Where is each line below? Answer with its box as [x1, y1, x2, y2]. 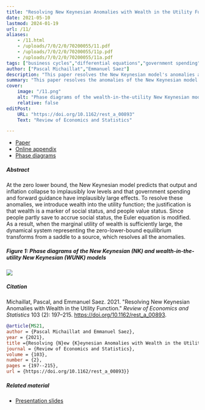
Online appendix [15, 145, 57, 153]
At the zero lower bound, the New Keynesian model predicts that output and [6, 181, 197, 189]
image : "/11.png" [17, 89, 62, 95]
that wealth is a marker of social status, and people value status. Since [6, 207, 184, 214]
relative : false [17, 100, 59, 106]
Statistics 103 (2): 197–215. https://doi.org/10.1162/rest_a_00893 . [6, 311, 167, 318]
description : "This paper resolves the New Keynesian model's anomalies [6, 71, 195, 78]
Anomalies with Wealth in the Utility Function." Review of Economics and [6, 305, 189, 312]
